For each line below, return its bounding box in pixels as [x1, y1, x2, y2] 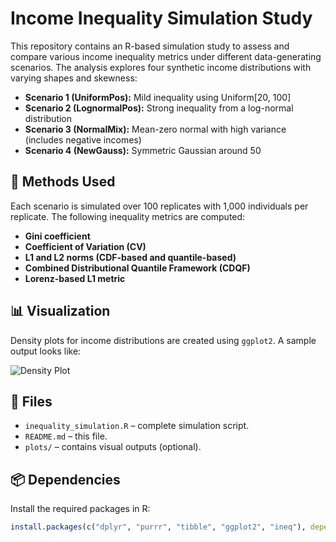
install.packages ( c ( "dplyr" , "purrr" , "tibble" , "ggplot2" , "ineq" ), [10, 522, 307, 532]
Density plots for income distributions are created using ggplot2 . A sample [10, 334, 317, 346]
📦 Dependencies [10, 471, 121, 488]
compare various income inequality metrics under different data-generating [10, 50, 322, 62]
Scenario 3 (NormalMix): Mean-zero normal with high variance [24, 123, 287, 135]
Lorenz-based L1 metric [24, 272, 126, 284]
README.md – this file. [24, 430, 108, 442]
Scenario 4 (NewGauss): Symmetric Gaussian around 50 [24, 144, 262, 156]
